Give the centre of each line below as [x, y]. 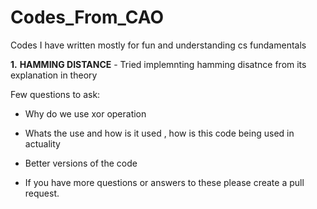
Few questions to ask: [55, 94]
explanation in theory [54, 75]
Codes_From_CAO [87, 17]
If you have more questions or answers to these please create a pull [164, 182]
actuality [42, 143]
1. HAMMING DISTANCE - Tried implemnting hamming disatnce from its [158, 64]
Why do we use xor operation [85, 113]
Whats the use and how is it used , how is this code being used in [159, 133]
